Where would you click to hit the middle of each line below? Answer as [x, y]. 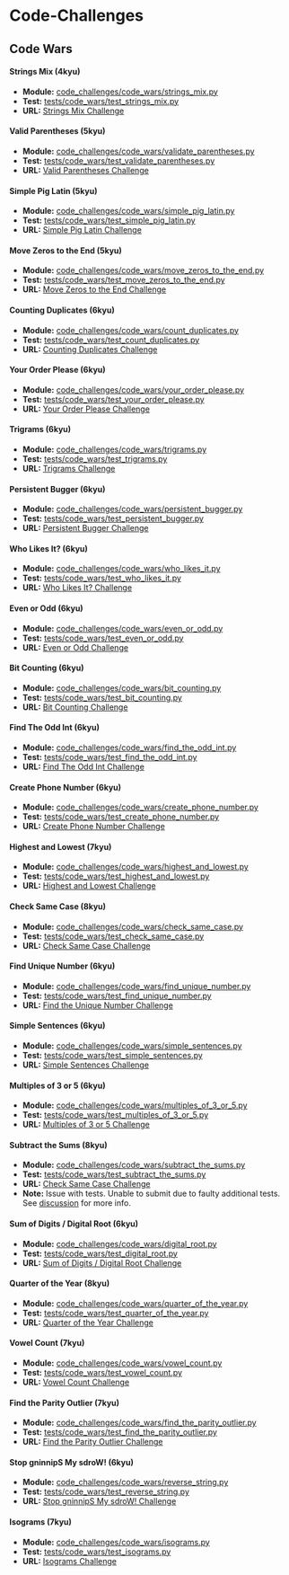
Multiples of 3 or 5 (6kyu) [57, 1085]
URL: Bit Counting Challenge [75, 707]
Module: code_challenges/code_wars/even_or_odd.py [123, 628]
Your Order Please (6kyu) [57, 370]
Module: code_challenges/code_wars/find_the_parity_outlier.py [140, 1423]
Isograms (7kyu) [40, 1522]
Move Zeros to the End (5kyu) [66, 250]
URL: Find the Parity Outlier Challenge [92, 1442]
